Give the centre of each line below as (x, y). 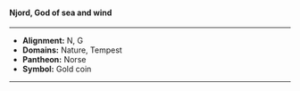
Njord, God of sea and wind (61, 12)
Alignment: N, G (52, 41)
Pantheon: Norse (54, 60)
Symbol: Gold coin (57, 69)
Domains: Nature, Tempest (72, 50)
